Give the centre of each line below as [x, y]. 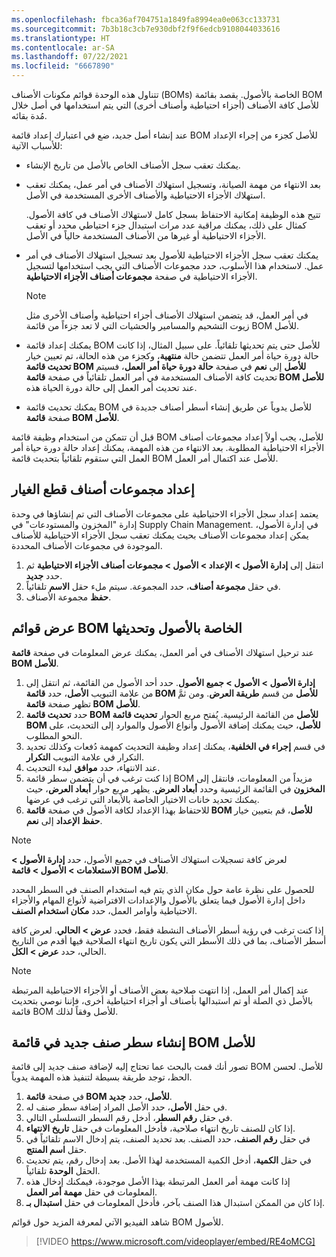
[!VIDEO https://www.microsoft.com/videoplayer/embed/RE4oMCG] [175, 1242]
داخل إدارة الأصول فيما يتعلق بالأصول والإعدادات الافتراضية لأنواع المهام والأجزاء [158, 900]
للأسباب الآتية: [37, 145]
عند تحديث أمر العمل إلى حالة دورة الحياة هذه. [111, 387]
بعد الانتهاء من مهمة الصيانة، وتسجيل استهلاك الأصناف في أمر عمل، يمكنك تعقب [173, 184]
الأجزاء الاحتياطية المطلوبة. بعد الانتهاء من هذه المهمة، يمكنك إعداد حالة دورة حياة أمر [168, 447]
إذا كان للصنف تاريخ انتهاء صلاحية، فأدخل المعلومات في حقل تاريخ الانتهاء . [160, 1128]
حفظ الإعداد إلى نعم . [64, 820]
